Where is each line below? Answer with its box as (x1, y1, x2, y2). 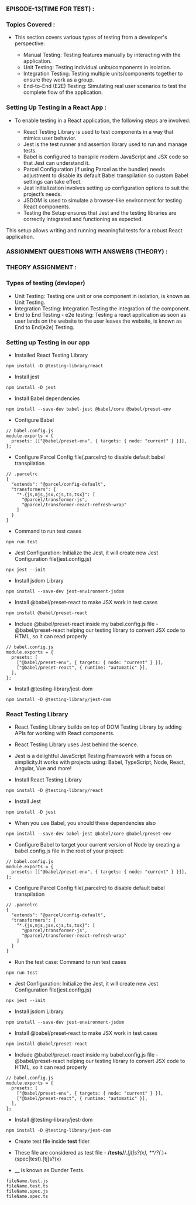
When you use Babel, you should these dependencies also (14, 820, 156, 827)
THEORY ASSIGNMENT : (6, 263, 77, 272)
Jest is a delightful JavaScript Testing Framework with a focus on (14, 753, 172, 760)
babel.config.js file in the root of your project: (14, 847, 124, 855)
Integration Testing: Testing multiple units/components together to (23, 70, 183, 77)
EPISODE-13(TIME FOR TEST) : (6, 5, 95, 13)
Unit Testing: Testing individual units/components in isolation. (23, 64, 171, 71)
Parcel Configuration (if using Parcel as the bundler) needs (23, 165, 166, 172)
